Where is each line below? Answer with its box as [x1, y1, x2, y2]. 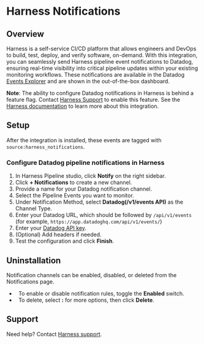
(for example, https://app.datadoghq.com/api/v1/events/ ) [15, 218, 162, 225]
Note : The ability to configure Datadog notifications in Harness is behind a [6, 90, 194, 96]
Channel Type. [15, 205, 52, 212]
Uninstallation [6, 255, 61, 266]
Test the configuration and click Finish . [15, 237, 115, 245]
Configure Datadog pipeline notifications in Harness [6, 158, 165, 167]
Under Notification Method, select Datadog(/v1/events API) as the [15, 198, 184, 206]
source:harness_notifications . [6, 143, 85, 150]
